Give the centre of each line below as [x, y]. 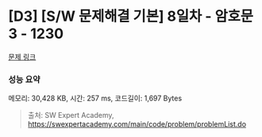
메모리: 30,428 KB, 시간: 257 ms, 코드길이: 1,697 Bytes [95, 98]
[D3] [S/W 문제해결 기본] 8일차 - [110, 16]
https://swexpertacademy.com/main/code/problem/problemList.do [137, 124]
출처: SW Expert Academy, [71, 115]
